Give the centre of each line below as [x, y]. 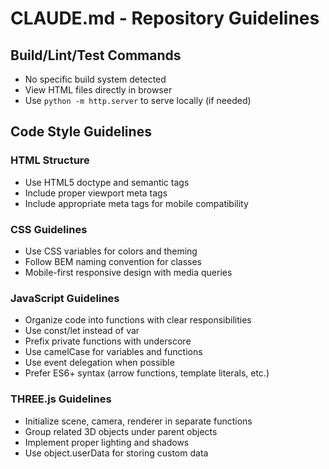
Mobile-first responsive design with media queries [128, 272]
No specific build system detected [95, 79]
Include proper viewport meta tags [96, 193]
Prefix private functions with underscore [108, 341]
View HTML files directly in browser [98, 90]
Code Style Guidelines [81, 132]
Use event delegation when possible [99, 363]
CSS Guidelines [49, 229]
